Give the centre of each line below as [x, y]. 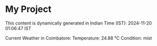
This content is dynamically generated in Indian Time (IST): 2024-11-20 [78, 23]
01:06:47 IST [18, 28]
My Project [28, 9]
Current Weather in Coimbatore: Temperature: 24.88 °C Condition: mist [78, 38]
